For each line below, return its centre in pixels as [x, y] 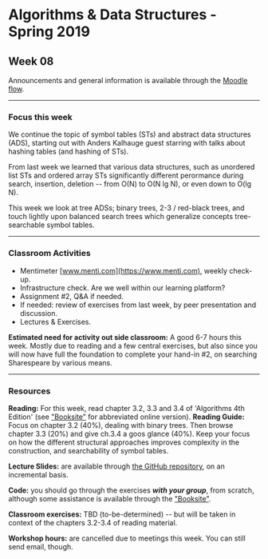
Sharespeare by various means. [61, 362]
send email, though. [41, 546]
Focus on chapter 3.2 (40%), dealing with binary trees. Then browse [121, 425]
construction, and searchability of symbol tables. [89, 450]
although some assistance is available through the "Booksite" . [110, 498]
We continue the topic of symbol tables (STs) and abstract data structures [130, 134]
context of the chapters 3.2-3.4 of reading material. [93, 522]
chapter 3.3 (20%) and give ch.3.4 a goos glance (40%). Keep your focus [129, 433]
